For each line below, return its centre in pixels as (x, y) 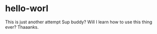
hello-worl (27, 8)
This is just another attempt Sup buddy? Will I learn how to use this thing (79, 22)
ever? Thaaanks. (22, 27)
